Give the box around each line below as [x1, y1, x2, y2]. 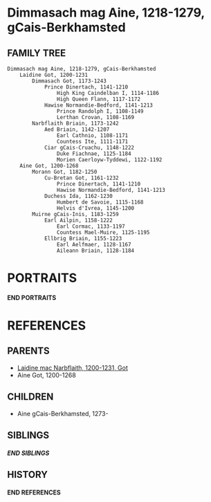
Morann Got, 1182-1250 [32, 168, 98, 175]
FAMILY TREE [7, 47, 66, 59]
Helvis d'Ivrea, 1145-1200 [56, 205, 135, 212]
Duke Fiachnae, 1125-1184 [56, 150, 131, 157]
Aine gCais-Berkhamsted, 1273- [17, 409, 109, 418]
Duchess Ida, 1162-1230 [44, 192, 113, 199]
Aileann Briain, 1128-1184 [56, 247, 135, 254]
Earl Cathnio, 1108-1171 [56, 132, 129, 139]
